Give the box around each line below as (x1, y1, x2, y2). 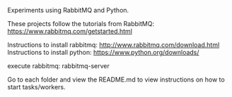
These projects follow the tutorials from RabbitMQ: (7, 20, 154, 27)
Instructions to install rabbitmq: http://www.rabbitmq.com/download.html (7, 41, 220, 48)
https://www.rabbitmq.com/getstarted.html (7, 27, 133, 35)
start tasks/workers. (7, 83, 66, 91)
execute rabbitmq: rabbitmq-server (7, 62, 110, 70)
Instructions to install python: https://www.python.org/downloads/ (7, 48, 199, 56)
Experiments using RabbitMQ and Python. (7, 6, 129, 14)
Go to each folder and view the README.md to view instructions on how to (7, 75, 225, 84)
